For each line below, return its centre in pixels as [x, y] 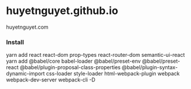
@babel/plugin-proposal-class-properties [70, 67]
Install [15, 42]
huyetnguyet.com [27, 27]
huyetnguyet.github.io [62, 11]
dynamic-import [25, 74]
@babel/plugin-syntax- [150, 67]
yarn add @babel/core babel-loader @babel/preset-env [74, 61]
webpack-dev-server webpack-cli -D [51, 80]
